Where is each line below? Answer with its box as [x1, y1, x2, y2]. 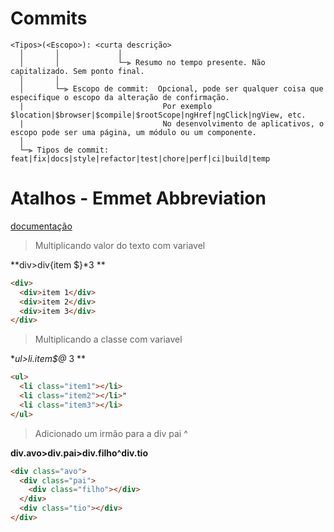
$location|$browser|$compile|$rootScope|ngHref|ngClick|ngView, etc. [10, 110, 307, 120]
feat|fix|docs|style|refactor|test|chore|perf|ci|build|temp [10, 153, 271, 164]
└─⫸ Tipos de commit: [19, 145, 110, 155]
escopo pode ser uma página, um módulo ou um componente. [10, 127, 257, 137]
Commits [10, 7, 88, 30]
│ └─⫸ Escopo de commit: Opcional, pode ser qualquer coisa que [19, 83, 324, 94]
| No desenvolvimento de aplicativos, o [19, 118, 325, 129]
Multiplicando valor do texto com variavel [34, 239, 206, 251]
